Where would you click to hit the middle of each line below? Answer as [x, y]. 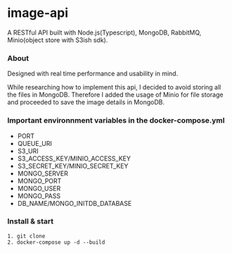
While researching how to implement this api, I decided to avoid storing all [114, 87]
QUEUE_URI [35, 143]
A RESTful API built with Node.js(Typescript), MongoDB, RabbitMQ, [104, 32]
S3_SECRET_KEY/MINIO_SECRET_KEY [73, 166]
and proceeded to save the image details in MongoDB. [86, 102]
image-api [38, 13]
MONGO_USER [39, 188]
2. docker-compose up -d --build [56, 242]
